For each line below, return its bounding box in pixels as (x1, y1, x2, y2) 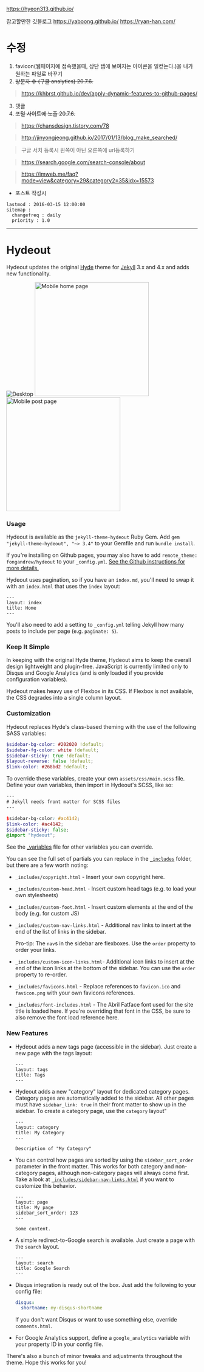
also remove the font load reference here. (15, 1014, 120, 1021)
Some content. (15, 1225, 51, 1232)
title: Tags (15, 1072, 46, 1078)
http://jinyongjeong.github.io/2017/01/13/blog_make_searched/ (21, 134, 178, 141)
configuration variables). (6, 676, 68, 683)
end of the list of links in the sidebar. (15, 928, 106, 936)
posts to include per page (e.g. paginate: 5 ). (6, 627, 118, 635)
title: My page (15, 1204, 54, 1210)
